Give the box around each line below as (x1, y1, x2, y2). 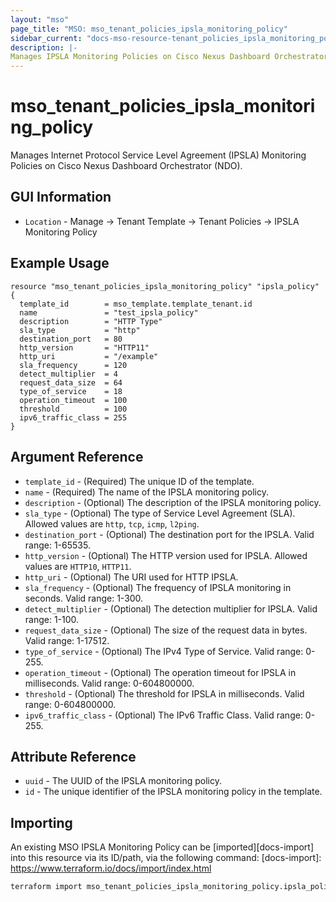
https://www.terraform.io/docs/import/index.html (10, 862, 212, 875)
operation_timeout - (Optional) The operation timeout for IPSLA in (24, 666, 297, 678)
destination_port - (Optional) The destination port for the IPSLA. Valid (24, 528, 315, 540)
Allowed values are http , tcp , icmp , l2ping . (24, 517, 200, 530)
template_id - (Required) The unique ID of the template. (24, 475, 255, 487)
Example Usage (10, 255, 110, 272)
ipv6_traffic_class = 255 (19, 412, 128, 423)
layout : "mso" (10, 14, 70, 25)
